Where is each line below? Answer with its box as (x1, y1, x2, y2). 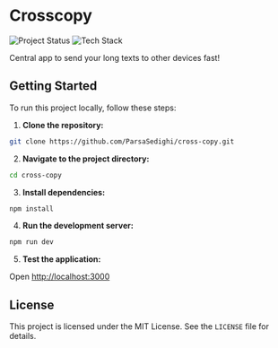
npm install (9, 204, 54, 213)
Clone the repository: (22, 119, 104, 130)
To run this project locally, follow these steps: (9, 102, 177, 113)
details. (9, 331, 37, 342)
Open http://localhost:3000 (9, 271, 110, 283)
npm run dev (9, 238, 54, 247)
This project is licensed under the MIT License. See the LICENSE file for (9, 321, 269, 332)
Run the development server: (22, 221, 135, 231)
